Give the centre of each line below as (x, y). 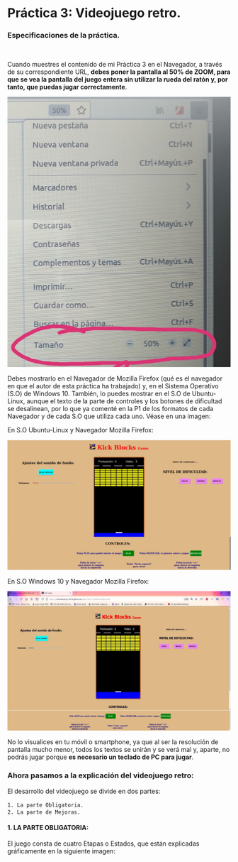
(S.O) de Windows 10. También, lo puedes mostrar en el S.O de (99, 394)
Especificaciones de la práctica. (64, 36)
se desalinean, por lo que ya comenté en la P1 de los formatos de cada (110, 409)
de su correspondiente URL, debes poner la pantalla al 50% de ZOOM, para (119, 72)
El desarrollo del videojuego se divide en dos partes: (84, 791)
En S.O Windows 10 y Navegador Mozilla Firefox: (78, 581)
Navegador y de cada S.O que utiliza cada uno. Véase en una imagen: (109, 416)
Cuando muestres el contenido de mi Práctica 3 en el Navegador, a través (115, 65)
